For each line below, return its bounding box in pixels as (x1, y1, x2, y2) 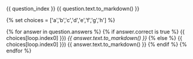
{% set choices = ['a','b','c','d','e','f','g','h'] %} (6, 17, 115, 23)
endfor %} (6, 47, 32, 54)
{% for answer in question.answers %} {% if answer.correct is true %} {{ (6, 28, 185, 35)
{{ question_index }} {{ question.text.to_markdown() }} (6, 5, 140, 12)
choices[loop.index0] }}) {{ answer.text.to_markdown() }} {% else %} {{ (6, 35, 182, 41)
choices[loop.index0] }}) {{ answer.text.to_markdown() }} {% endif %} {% (6, 41, 187, 48)
